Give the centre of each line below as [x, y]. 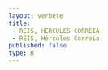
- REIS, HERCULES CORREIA [56, 31]
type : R [22, 53]
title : [19, 23]
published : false [38, 46]
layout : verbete [36, 16]
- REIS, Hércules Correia [56, 38]
